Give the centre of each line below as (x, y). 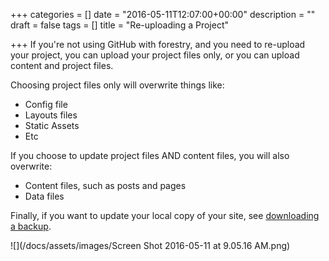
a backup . (31, 226)
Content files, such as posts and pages (105, 185)
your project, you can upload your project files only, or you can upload (155, 55)
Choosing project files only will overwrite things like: (117, 85)
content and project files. (62, 65)
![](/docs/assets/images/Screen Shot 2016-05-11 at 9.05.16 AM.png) (150, 245)
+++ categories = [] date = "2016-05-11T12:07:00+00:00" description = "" (163, 14)
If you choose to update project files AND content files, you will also (150, 155)
